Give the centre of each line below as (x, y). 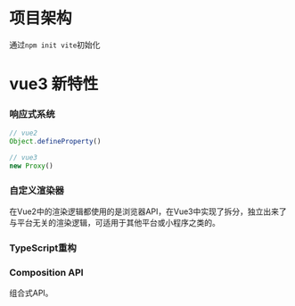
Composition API (46, 273)
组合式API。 (31, 293)
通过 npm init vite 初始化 (55, 45)
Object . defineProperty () (55, 142)
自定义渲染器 (37, 190)
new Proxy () (31, 166)
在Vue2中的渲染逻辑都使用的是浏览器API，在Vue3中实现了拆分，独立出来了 (148, 211)
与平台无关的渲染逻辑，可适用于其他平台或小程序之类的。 (115, 223)
